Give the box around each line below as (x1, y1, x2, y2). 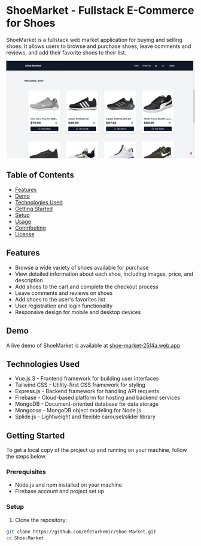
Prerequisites (6, 468, 46, 476)
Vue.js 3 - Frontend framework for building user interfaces (14, 375, 159, 382)
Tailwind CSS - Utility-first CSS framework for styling (14, 381, 145, 388)
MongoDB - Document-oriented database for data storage (14, 400, 159, 408)
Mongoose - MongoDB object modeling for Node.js (14, 407, 142, 414)
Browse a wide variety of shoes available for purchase (14, 264, 149, 271)
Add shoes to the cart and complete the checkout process (14, 283, 159, 290)
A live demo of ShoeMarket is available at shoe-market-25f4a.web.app (6, 342, 181, 349)
